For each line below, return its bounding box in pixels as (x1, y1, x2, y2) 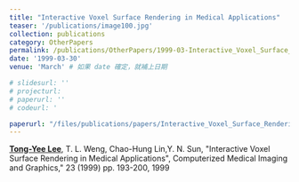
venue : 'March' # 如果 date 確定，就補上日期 (9, 63, 167, 72)
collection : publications (9, 29, 105, 38)
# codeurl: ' (9, 103, 58, 112)
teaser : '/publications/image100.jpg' (9, 21, 153, 30)
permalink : (9, 46, 50, 55)
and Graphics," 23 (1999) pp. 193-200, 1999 (9, 162, 170, 173)
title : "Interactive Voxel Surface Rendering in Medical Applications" (9, 12, 280, 22)
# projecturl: (9, 86, 62, 96)
